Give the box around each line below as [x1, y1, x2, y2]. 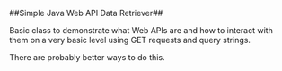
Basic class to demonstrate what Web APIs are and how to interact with [9, 25, 274, 35]
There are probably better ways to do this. [9, 52, 165, 62]
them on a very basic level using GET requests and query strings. [9, 35, 251, 45]
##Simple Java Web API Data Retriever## [9, 8, 163, 18]
